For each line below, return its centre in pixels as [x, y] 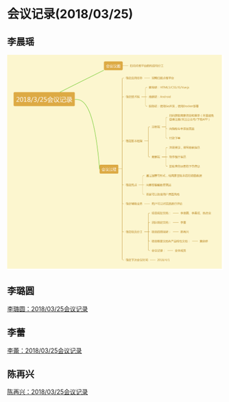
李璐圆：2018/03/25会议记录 [48, 309]
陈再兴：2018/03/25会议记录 [48, 392]
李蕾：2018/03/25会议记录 [45, 350]
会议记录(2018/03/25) [70, 14]
